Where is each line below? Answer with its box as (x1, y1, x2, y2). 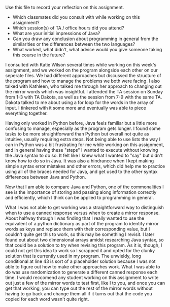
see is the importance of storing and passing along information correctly (5, 189, 157, 195)
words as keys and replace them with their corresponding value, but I (5, 226, 150, 232)
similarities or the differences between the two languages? (12, 41, 135, 47)
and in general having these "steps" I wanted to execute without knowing (5, 147, 158, 153)
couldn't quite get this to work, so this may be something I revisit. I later (5, 231, 155, 237)
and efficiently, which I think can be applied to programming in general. (5, 195, 154, 200)
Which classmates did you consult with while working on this (12, 14, 141, 20)
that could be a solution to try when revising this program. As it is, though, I (5, 242, 162, 248)
